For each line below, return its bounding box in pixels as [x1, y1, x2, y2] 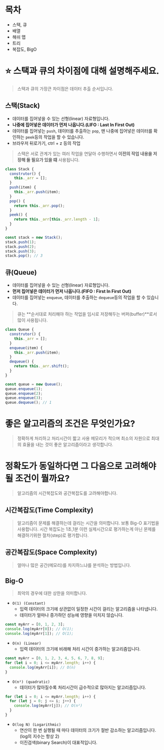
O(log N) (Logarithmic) [12, 722, 62, 727]
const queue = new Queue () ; [5, 382, 63, 387]
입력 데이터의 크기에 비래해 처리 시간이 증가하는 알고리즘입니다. [19, 646, 141, 652]
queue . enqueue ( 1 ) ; [5, 386, 43, 391]
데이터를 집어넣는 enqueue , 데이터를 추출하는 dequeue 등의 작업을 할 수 [12, 294, 146, 300]
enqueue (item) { [9, 345, 43, 350]
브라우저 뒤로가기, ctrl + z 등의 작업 [12, 140, 81, 146]
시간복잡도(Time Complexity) [5, 506, 94, 515]
